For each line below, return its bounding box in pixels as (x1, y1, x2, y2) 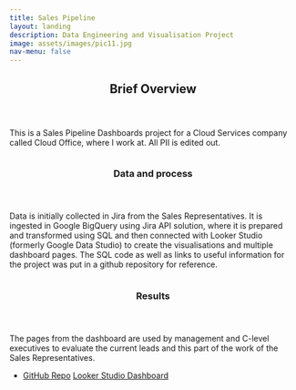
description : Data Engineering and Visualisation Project (9, 30, 234, 39)
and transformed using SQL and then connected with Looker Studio (9, 230, 263, 241)
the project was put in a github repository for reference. (9, 259, 219, 270)
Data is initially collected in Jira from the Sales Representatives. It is (9, 210, 263, 221)
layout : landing (9, 22, 71, 31)
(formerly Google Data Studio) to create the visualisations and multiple (9, 240, 273, 251)
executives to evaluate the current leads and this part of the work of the (9, 343, 279, 354)
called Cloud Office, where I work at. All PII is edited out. (9, 137, 221, 148)
